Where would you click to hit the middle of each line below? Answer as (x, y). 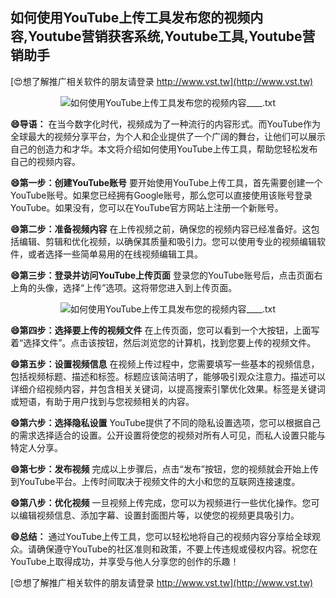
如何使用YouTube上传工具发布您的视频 (130, 18)
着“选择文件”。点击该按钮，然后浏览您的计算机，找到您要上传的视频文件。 (163, 342)
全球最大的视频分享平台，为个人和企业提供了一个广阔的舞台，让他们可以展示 (168, 136)
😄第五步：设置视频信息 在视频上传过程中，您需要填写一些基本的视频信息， (165, 364)
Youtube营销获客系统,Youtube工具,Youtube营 (172, 36)
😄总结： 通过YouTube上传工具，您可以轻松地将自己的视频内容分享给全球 (161, 536)
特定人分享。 (36, 447)
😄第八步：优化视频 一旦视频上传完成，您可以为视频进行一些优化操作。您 (161, 502)
